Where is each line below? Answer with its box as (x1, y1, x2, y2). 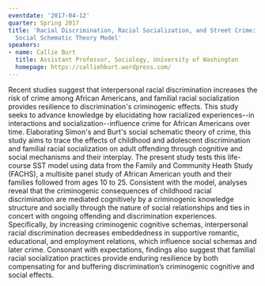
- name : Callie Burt (8, 48, 77, 56)
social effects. (8, 270, 54, 280)
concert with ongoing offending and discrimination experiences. (8, 211, 218, 220)
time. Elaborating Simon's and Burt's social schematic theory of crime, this (8, 127, 252, 136)
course (8, 160, 32, 170)
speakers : (8, 41, 41, 49)
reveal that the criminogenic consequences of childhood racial (8, 185, 212, 195)
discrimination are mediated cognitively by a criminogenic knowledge (8, 194, 235, 204)
